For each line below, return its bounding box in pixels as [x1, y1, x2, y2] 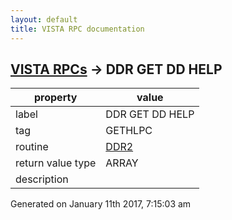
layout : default [10, 14, 78, 25]
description [15, 172, 69, 186]
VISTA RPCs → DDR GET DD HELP [10, 61, 223, 78]
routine [15, 140, 49, 154]
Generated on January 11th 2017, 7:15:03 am [10, 198, 192, 210]
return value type [15, 156, 97, 170]
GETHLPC [105, 124, 153, 138]
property [34, 91, 78, 105]
